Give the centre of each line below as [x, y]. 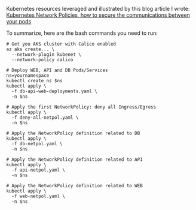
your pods [19, 21]
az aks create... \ [30, 49]
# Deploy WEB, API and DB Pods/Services [57, 70]
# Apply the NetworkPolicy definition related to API [75, 160]
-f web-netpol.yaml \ [39, 196]
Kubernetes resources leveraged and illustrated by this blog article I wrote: [98, 9]
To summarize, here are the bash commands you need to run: [82, 33]
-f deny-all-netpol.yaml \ [45, 118]
